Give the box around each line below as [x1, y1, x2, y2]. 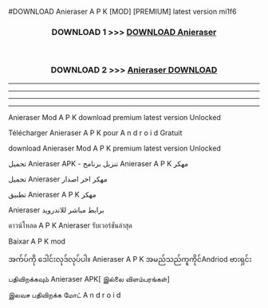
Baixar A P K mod [8, 236, 66, 246]
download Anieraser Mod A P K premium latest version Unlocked [8, 143, 222, 153]
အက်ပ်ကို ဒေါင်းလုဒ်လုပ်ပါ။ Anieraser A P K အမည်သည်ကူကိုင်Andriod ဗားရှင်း [8, 254, 253, 263]
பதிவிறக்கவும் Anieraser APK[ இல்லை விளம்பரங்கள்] [8, 274, 170, 283]
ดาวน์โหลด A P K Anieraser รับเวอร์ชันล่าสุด [8, 220, 133, 230]
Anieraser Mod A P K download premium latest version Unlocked [8, 112, 222, 122]
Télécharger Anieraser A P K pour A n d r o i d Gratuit [8, 127, 183, 138]
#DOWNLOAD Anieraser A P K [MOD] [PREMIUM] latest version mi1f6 [8, 7, 237, 16]
